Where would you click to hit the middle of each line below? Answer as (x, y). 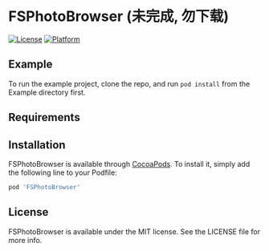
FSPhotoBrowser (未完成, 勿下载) (119, 16)
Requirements (44, 117)
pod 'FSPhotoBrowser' (45, 187)
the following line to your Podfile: (63, 172)
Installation (37, 145)
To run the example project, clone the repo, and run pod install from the (129, 83)
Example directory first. (47, 92)
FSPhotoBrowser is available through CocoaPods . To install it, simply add (129, 164)
